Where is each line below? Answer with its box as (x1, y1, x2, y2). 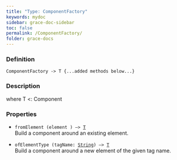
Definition (6, 55, 35, 63)
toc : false (6, 25, 33, 31)
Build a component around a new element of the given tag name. (14, 147, 171, 154)
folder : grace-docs (6, 36, 54, 42)
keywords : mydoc (6, 14, 46, 20)
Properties (6, 110, 37, 118)
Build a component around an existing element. (14, 130, 129, 137)
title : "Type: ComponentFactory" (6, 8, 88, 15)
